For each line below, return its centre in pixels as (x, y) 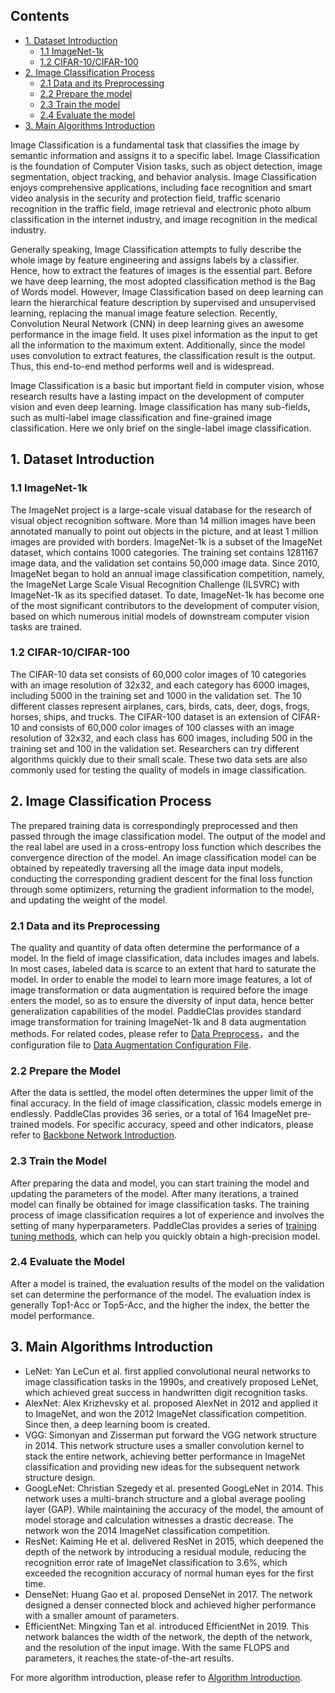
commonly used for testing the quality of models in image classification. (158, 770)
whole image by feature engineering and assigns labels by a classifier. (155, 260)
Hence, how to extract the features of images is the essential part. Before (161, 270)
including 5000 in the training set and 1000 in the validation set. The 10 (156, 695)
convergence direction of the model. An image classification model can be (163, 857)
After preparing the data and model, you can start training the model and (160, 1183)
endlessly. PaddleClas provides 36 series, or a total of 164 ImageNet (151, 1114)
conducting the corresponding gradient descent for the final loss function (161, 878)
